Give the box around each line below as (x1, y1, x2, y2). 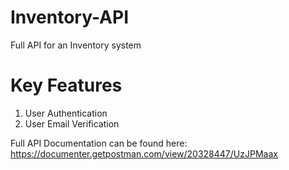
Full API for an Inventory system (10, 39, 142, 51)
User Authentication (24, 107, 108, 119)
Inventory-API (10, 6, 130, 29)
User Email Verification (24, 117, 120, 130)
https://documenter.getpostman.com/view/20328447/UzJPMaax (10, 147, 278, 160)
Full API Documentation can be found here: (10, 137, 188, 149)
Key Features (10, 74, 123, 97)
